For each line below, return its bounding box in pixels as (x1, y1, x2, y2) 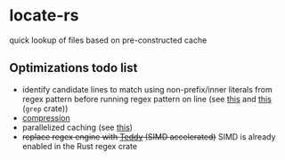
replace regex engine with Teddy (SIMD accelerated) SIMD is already (21, 131, 276, 142)
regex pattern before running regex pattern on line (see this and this (21, 93, 272, 104)
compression (21, 112, 71, 123)
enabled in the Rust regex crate (21, 140, 138, 151)
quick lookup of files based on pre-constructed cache (9, 35, 208, 45)
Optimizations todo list (9, 60, 138, 76)
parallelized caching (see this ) (21, 122, 134, 132)
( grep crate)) (21, 103, 69, 114)
